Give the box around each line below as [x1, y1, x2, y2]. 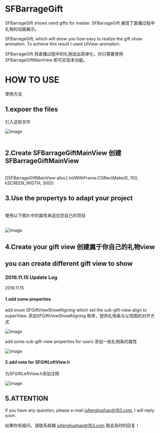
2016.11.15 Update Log [5, 274, 58, 281]
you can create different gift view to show [5, 259, 133, 268]
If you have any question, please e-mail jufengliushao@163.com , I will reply [5, 407, 155, 413]
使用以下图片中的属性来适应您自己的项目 [5, 212, 86, 219]
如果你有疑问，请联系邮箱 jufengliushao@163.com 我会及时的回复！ [5, 422, 140, 428]
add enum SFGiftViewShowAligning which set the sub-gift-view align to [5, 307, 147, 313]
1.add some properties [5, 296, 51, 302]
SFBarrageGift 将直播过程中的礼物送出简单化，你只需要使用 [5, 51, 123, 57]
